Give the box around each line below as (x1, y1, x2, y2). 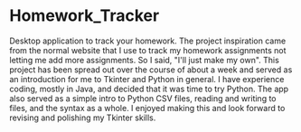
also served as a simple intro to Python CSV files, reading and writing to (9, 92, 277, 104)
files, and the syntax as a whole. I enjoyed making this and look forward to (9, 102, 286, 113)
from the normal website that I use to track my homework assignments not (9, 44, 287, 55)
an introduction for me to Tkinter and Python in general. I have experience (9, 73, 285, 84)
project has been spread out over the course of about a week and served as (9, 64, 293, 75)
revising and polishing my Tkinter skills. (9, 112, 156, 123)
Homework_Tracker (9, 5, 160, 26)
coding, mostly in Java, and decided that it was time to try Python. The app (9, 83, 289, 94)
